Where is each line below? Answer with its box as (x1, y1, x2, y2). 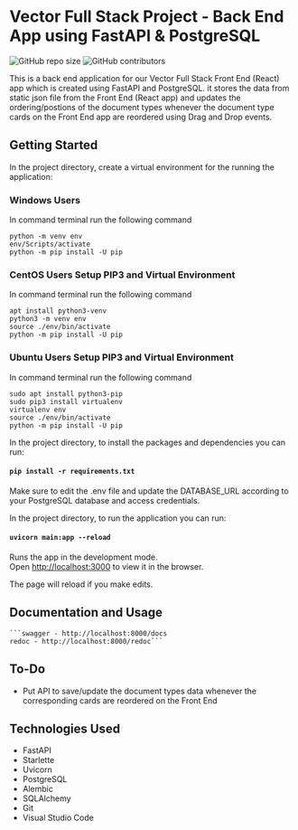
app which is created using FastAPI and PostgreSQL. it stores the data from (9, 82, 290, 93)
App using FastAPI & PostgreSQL (9, 25, 261, 46)
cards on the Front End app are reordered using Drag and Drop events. (9, 111, 273, 122)
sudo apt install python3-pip (9, 389, 124, 399)
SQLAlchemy (22, 793, 71, 804)
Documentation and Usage (9, 605, 163, 620)
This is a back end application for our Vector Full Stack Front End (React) (9, 72, 280, 83)
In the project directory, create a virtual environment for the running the (9, 161, 275, 173)
